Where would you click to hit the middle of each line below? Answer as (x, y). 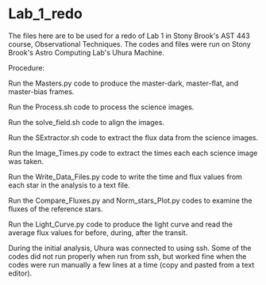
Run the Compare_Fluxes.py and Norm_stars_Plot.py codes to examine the (130, 200)
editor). (20, 273)
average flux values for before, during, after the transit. (98, 232)
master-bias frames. (41, 91)
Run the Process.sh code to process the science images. (101, 107)
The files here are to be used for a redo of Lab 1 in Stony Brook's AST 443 (129, 36)
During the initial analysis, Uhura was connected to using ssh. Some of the (130, 248)
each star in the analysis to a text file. (69, 185)
